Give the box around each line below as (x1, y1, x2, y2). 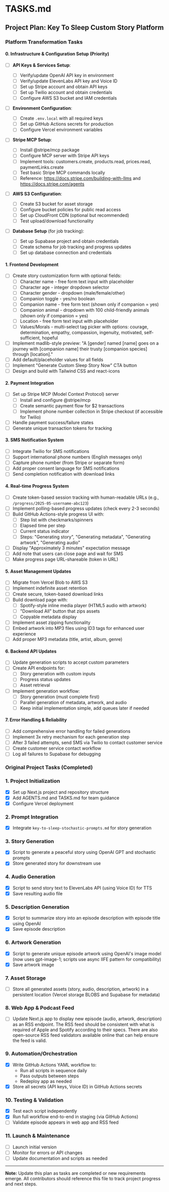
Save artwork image (12, 961, 54, 968)
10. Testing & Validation (5, 1096, 64, 1104)
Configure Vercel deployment (12, 800, 74, 806)
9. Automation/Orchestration (5, 1050, 77, 1057)
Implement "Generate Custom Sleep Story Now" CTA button (12, 362, 137, 369)
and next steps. (5, 1181, 38, 1187)
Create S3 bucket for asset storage (20, 201, 93, 207)
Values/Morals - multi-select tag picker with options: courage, (20, 324, 149, 330)
